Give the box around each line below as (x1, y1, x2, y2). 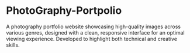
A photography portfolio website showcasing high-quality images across (6, 23, 181, 30)
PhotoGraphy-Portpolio (6, 4, 122, 17)
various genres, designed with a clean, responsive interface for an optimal (6, 29, 185, 36)
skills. (6, 41, 20, 48)
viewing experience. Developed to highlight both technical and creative (6, 35, 177, 42)
